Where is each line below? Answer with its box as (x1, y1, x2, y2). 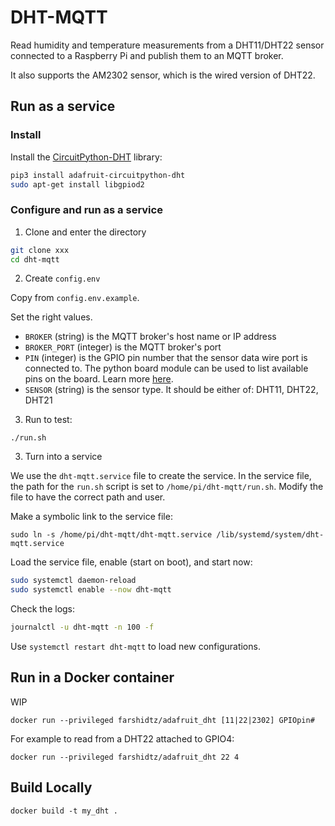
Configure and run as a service (10, 203, 163, 217)
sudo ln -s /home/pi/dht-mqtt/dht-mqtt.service (10, 530, 213, 540)
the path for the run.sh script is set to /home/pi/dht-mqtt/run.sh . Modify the (10, 481, 324, 493)
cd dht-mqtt (10, 254, 60, 265)
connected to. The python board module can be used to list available (24, 362, 309, 375)
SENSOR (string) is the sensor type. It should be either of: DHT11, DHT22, (24, 384, 319, 396)
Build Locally (10, 779, 93, 796)
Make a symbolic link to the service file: (10, 511, 173, 523)
